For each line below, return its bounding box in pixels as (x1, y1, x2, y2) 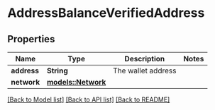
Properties (7, 33, 55, 45)
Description (124, 54, 165, 63)
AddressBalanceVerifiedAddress (7, 5, 205, 21)
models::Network (46, 78, 106, 87)
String (46, 66, 69, 75)
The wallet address (113, 66, 177, 75)
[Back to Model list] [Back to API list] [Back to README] (7, 95, 170, 104)
